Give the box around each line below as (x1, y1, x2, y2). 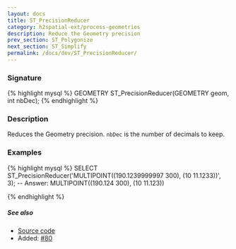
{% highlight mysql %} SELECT (7, 164, 98, 172)
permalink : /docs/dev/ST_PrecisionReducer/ (7, 50, 138, 57)
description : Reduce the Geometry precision (7, 30, 141, 37)
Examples (7, 147, 42, 157)
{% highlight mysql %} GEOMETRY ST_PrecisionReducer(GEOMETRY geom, (7, 89, 230, 97)
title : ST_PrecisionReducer (7, 17, 90, 24)
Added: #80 (17, 233, 53, 242)
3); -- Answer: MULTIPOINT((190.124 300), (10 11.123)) (7, 178, 165, 187)
